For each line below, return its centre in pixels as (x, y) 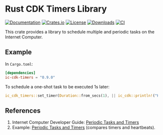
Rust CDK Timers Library (56, 9)
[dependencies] (20, 73)
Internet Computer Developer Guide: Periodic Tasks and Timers (75, 122)
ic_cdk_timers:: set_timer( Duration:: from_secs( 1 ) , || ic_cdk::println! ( (80, 96)
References (23, 110)
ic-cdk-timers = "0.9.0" (30, 77)
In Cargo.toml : (19, 64)
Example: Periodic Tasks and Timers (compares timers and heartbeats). (84, 128)
